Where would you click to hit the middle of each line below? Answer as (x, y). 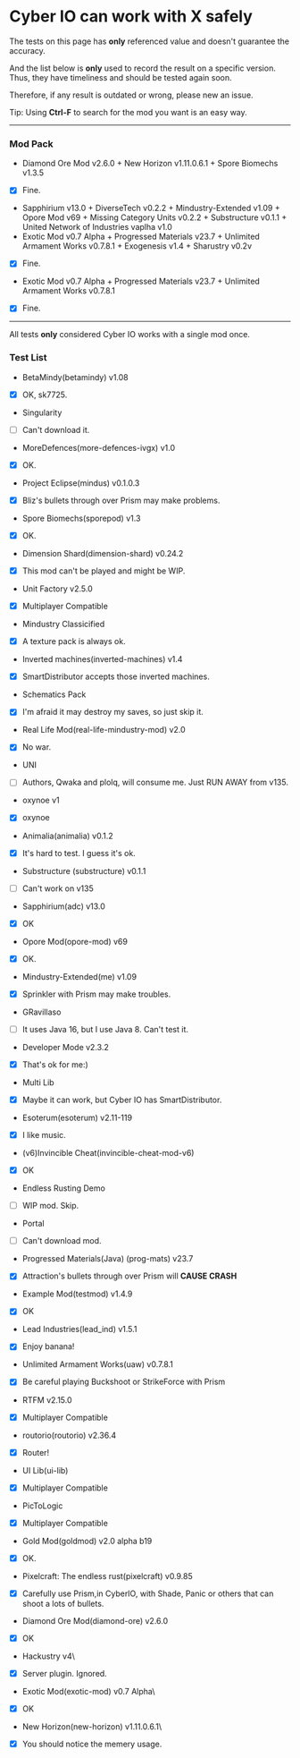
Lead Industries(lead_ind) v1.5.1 (79, 1329)
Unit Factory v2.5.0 (57, 589)
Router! (36, 1452)
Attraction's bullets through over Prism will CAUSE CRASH (129, 1276)
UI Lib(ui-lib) (45, 1470)
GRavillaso (42, 1012)
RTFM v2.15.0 (47, 1400)
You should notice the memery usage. (92, 1744)
